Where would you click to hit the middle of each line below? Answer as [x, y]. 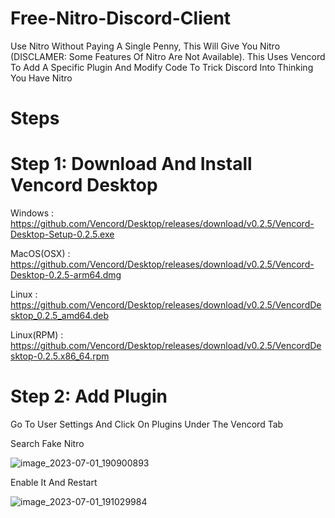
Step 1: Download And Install [131, 164]
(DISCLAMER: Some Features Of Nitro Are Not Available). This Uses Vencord [168, 56]
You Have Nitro [41, 78]
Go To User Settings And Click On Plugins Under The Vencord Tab [147, 424]
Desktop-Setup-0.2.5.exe [62, 234]
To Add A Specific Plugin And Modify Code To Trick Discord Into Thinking [162, 67]
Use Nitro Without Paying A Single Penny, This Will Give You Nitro [145, 46]
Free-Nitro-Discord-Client [121, 18]
